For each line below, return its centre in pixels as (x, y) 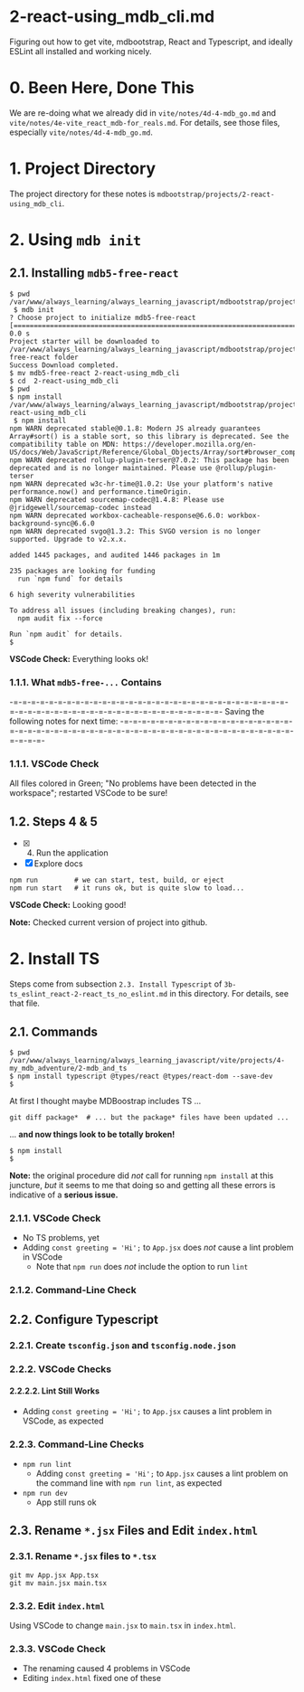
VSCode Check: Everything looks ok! (79, 658)
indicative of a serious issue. (64, 1195)
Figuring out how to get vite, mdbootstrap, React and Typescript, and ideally (151, 42)
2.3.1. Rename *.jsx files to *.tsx (83, 1556)
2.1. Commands (53, 1031)
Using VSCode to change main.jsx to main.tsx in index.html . (123, 1625)
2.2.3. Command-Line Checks (77, 1444)
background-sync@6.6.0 (52, 523)
